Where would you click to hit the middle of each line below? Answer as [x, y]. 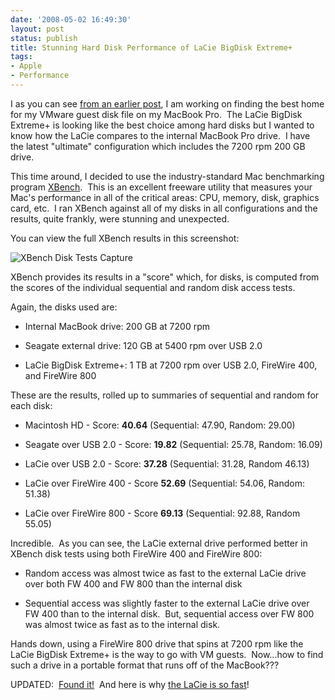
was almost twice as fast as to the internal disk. [122, 624]
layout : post [37, 29]
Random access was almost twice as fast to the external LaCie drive [165, 573]
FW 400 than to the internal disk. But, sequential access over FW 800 [169, 613]
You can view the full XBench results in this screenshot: [125, 238]
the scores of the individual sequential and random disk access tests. [153, 287]
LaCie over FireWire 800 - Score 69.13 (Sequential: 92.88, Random [162, 513]
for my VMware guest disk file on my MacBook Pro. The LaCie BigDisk [156, 114]
